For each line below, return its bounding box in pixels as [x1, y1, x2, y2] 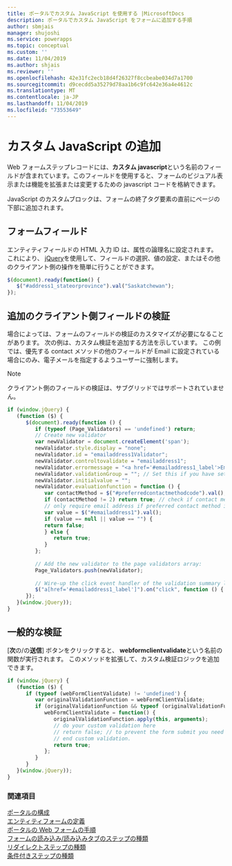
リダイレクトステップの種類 [7, 843, 86, 851]
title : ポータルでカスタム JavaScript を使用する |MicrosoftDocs [7, 10, 184, 17]
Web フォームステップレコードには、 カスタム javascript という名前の [7, 163, 204, 171]
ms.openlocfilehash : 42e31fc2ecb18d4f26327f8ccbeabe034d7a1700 [7, 74, 193, 82]
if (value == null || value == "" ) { [43, 515, 153, 522]
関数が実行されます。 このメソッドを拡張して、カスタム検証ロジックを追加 [7, 654, 220, 663]
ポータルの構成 [7, 809, 50, 817]
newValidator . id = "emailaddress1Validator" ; [35, 451, 168, 459]
